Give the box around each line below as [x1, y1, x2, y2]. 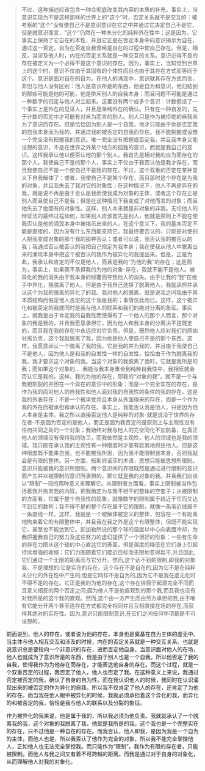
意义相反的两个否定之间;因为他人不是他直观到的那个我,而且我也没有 [26, 587, 196, 594]
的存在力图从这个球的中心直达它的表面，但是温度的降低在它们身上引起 [21, 541, 198, 548]
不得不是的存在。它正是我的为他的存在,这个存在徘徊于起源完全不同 [21, 579, 189, 586]
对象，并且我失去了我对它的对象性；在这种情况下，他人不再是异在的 [26, 182, 198, 189]
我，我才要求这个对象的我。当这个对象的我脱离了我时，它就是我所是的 [21, 358, 198, 364]
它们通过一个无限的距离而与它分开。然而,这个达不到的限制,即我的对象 [21, 556, 196, 563]
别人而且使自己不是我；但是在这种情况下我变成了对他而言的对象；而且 [21, 197, 198, 204]
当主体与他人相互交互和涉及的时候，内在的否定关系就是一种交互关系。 [6, 638, 183, 645]
